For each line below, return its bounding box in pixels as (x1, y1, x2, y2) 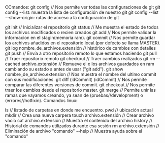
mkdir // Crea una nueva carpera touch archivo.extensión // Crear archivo (5, 112, 154, 118)
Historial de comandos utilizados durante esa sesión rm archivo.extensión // (5, 123, 160, 129)
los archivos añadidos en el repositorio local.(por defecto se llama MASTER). (5, 40, 161, 46)
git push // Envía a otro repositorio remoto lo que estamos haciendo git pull (5, 50, 157, 56)
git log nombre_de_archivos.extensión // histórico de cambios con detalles (5, 45, 156, 51)
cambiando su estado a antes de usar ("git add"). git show (5, 66, 124, 72)
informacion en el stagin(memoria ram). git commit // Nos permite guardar (5, 35, 156, 40)
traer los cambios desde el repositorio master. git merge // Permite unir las (5, 87, 156, 93)
